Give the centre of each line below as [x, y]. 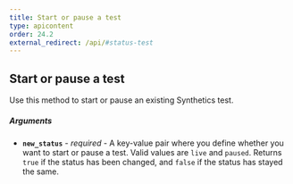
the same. [41, 171]
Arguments [31, 121]
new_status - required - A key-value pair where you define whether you [153, 143]
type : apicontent [42, 26]
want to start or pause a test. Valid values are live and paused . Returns [152, 153]
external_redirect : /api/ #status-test [81, 42]
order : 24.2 [31, 34]
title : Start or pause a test [66, 17]
